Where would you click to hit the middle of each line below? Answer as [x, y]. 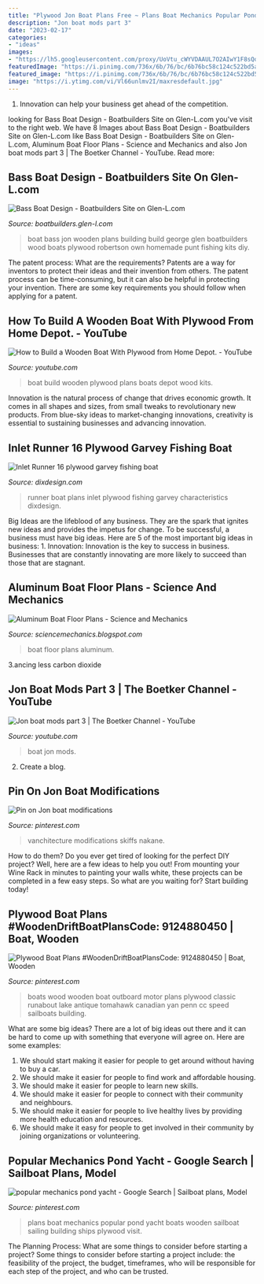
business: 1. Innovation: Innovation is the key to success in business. [119, 546]
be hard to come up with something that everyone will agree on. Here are [126, 1037]
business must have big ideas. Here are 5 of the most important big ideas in [130, 537]
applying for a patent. [43, 296]
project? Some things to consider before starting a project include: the [122, 1254]
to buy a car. [40, 1069]
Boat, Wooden [44, 939]
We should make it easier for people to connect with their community [131, 1094]
